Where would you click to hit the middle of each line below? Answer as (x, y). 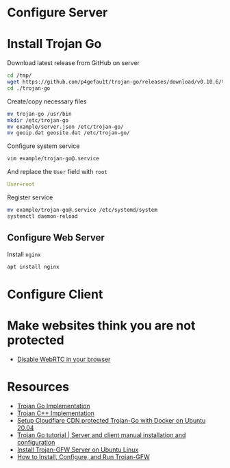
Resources (38, 387)
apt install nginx (33, 267)
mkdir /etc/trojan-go (38, 120)
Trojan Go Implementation (53, 406)
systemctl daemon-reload (42, 216)
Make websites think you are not (101, 325)
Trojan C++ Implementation (55, 413)
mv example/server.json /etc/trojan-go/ (66, 127)
